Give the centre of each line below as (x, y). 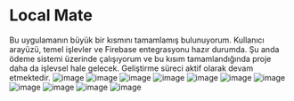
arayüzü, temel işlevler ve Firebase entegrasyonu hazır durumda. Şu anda (144, 49)
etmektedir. (30, 77)
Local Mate (51, 16)
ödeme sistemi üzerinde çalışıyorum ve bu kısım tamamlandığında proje (140, 58)
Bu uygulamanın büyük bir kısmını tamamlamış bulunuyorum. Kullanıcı (137, 40)
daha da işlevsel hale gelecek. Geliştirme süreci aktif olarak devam (131, 68)
